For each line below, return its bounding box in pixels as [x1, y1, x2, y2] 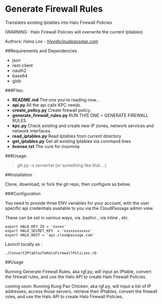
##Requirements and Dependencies [5, 48, 77, 54]
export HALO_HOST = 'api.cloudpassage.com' [5, 232, 95, 237]
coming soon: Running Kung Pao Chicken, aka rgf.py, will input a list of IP [5, 283, 152, 289]
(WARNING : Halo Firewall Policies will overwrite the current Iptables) [5, 29, 144, 35]
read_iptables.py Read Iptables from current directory [12, 133, 122, 139]
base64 [12, 73, 28, 78]
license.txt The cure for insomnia [12, 143, 80, 149]
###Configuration [5, 190, 41, 196]
